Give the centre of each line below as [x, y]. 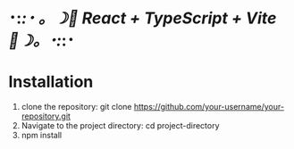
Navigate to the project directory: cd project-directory [120, 126]
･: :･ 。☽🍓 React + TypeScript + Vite [143, 18]
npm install [42, 136]
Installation [51, 82]
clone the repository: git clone [76, 107]
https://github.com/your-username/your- [209, 107]
